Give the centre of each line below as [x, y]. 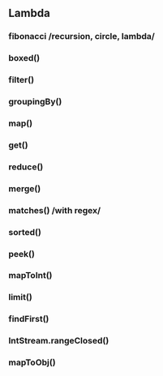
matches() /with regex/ [55, 210]
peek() [21, 254]
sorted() [25, 232]
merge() [25, 188]
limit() [20, 297]
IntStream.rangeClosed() [59, 341]
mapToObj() [32, 362]
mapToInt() [30, 276]
